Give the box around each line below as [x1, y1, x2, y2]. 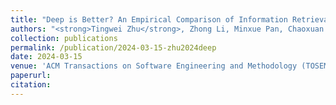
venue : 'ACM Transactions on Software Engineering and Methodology [10, 61, 298, 71]
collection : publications [10, 33, 118, 43]
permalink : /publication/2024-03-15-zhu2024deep [10, 42, 217, 53]
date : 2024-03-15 [10, 52, 83, 62]
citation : [10, 80, 52, 90]
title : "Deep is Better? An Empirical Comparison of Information [10, 14, 288, 25]
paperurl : [10, 71, 52, 81]
